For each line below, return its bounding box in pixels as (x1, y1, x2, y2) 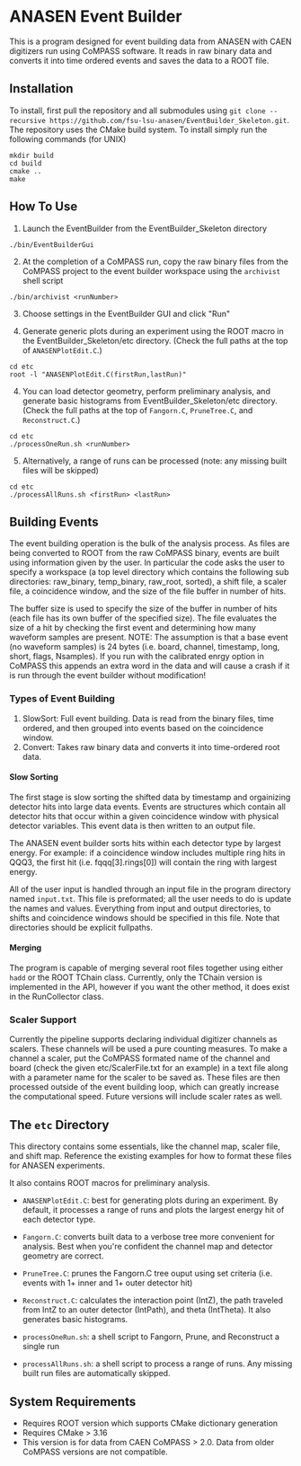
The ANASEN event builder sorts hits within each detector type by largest (9, 837, 281, 848)
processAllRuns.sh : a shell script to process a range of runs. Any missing (22, 1358, 293, 1369)
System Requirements (9, 1394, 137, 1409)
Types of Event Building (9, 693, 115, 705)
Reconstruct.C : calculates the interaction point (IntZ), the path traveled (22, 1295, 284, 1306)
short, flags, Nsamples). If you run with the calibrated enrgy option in (9, 651, 265, 662)
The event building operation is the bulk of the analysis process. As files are (9, 538, 290, 549)
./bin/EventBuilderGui (9, 240, 94, 249)
